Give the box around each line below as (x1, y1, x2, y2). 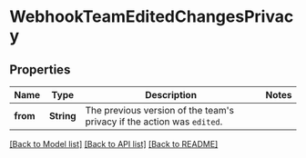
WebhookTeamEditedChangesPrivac (9, 6, 294, 27)
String (48, 110, 76, 122)
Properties (9, 62, 71, 77)
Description (145, 89, 198, 101)
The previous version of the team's (85, 104, 235, 116)
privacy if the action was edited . (85, 115, 223, 128)
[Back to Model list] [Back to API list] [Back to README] (9, 139, 219, 149)
